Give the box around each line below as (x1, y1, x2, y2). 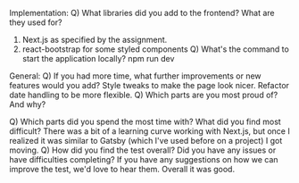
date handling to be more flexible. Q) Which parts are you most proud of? (9, 89, 278, 100)
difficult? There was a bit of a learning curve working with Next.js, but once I (9, 126, 290, 137)
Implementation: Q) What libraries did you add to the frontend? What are (9, 8, 275, 18)
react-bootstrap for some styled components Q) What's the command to (21, 44, 290, 54)
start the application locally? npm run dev (21, 54, 175, 63)
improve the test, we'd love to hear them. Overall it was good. (9, 164, 235, 174)
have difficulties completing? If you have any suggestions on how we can (9, 154, 278, 164)
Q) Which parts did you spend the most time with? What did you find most (9, 116, 281, 127)
